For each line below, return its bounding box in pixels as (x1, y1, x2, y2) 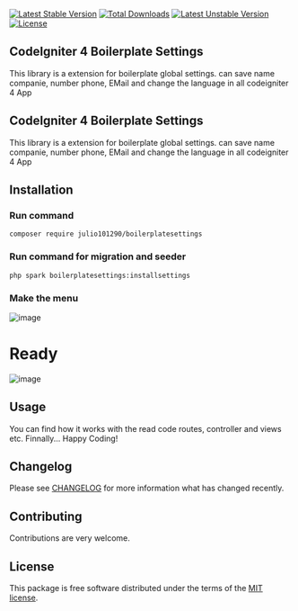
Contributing (9, 508, 83, 524)
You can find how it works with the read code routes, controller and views (9, 423, 282, 434)
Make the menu (9, 292, 79, 304)
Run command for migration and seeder (9, 250, 187, 263)
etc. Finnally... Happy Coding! (9, 433, 118, 444)
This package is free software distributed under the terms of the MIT (9, 583, 263, 594)
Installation (9, 183, 74, 198)
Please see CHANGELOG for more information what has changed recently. (9, 482, 285, 494)
